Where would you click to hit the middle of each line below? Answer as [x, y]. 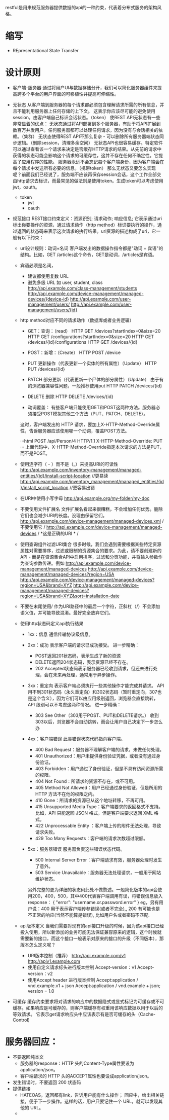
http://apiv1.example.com [54, 961]
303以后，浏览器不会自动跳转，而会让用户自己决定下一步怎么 [99, 721]
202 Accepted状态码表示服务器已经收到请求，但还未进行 [94, 668]
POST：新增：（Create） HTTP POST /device [74, 352]
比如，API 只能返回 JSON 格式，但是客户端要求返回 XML [94, 813]
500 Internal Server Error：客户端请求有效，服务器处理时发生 [99, 860]
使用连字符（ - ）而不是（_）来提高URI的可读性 [69, 464]
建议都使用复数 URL [48, 276]
